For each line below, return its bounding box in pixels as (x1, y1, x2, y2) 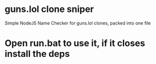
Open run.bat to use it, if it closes (4, 37, 145, 49)
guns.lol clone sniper (4, 3, 94, 15)
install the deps (4, 48, 70, 59)
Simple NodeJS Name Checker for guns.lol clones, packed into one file (4, 20, 151, 26)
